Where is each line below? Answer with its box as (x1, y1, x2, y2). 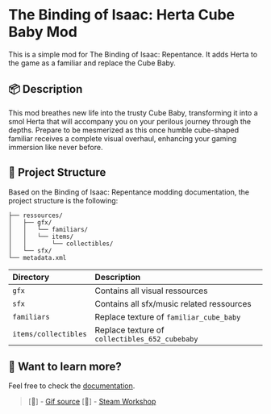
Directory (12, 271, 50, 282)
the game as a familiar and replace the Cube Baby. (8, 58, 176, 68)
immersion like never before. (8, 142, 103, 152)
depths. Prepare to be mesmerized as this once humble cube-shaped (8, 125, 240, 135)
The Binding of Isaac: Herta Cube (8, 6, 236, 24)
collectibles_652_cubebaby (94, 334, 198, 344)
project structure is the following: (8, 195, 119, 205)
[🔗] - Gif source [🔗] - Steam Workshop (27, 397, 156, 407)
